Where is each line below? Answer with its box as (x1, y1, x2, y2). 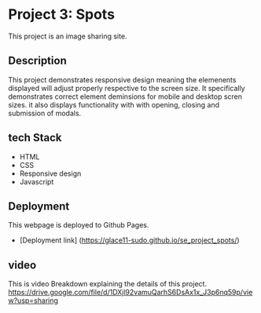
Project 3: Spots (8, 5, 116, 24)
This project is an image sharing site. (8, 31, 127, 41)
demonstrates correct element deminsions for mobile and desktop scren (8, 92, 242, 101)
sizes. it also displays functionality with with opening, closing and (8, 100, 220, 109)
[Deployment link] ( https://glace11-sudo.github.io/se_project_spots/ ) (19, 235, 240, 245)
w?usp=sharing (8, 296, 59, 305)
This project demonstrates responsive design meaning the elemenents (8, 75, 237, 84)
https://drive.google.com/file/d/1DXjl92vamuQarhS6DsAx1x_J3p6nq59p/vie (8, 288, 253, 297)
